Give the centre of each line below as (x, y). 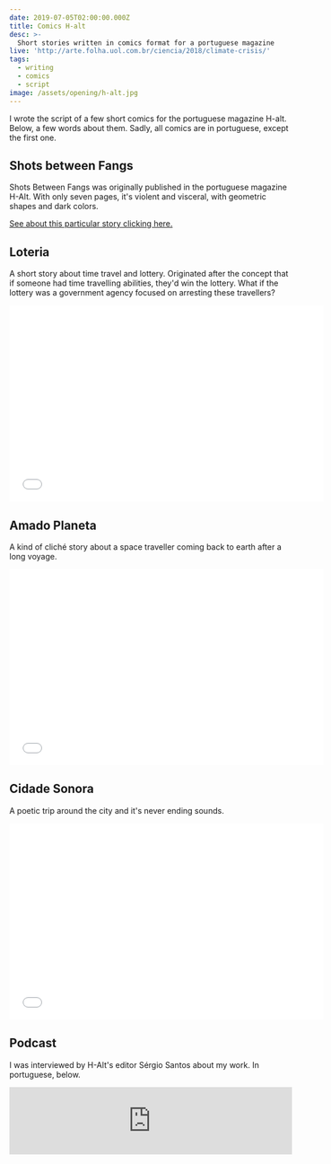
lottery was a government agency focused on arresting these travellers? (142, 293)
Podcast (33, 1043)
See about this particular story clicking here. (91, 224)
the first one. (33, 137)
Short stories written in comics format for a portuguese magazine (146, 43)
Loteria (30, 252)
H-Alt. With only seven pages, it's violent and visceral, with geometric (138, 197)
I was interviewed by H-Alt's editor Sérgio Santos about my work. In (135, 1064)
